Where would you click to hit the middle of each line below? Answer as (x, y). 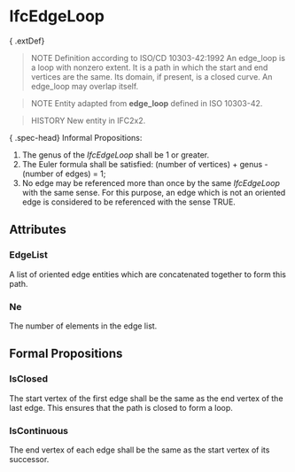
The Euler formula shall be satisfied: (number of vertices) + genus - (145, 164)
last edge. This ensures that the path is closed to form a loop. (121, 407)
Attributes (38, 230)
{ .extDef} (27, 41)
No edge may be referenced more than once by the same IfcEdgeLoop (151, 182)
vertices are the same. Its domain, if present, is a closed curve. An (151, 76)
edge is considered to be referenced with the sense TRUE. (129, 202)
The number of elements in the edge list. (83, 326)
